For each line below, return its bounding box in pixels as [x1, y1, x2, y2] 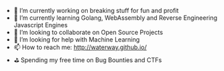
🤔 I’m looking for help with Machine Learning [13, 35, 140, 44]
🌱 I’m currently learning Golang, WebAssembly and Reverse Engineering [13, 14, 218, 22]
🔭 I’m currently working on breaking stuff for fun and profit [13, 7, 179, 14]
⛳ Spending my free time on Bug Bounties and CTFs [13, 56, 162, 64]
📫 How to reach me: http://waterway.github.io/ [13, 43, 147, 51]
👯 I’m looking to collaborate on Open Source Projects [13, 28, 163, 36]
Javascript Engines [13, 21, 68, 29]
